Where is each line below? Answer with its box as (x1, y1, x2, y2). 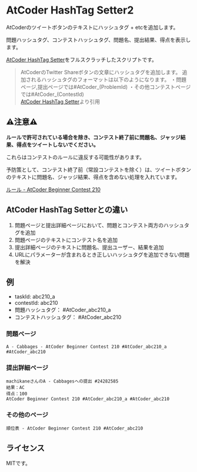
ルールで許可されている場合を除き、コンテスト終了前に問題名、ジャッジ (6, 134, 181, 141)
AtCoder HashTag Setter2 (6, 4, 134, 17)
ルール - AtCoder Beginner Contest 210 (6, 186, 101, 193)
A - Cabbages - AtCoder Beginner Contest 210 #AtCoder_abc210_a (6, 344, 167, 350)
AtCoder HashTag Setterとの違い (6, 205, 128, 215)
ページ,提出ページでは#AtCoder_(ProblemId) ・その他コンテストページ (20, 83, 191, 90)
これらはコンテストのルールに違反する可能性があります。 (6, 154, 145, 161)
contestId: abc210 (14, 300, 58, 307)
